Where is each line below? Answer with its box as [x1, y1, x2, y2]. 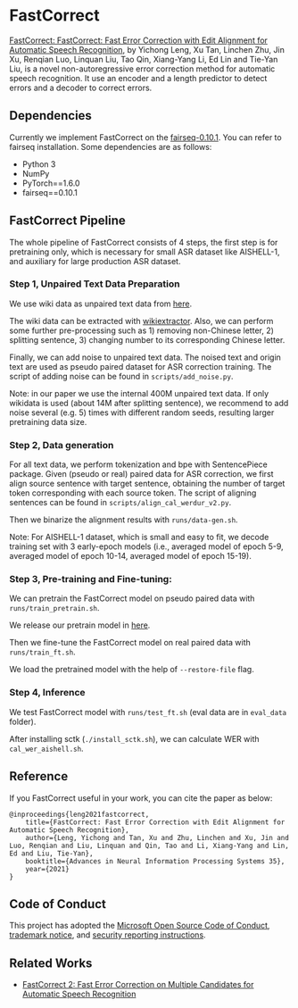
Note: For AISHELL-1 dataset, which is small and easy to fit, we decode [9, 532, 269, 543]
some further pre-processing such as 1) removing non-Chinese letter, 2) [9, 325, 275, 336]
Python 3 [21, 158, 56, 170]
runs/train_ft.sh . [9, 646, 76, 657]
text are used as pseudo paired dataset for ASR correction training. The [9, 361, 272, 371]
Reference [9, 769, 69, 784]
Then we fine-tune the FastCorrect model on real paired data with [9, 637, 252, 648]
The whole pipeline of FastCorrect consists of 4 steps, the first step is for [9, 237, 278, 247]
